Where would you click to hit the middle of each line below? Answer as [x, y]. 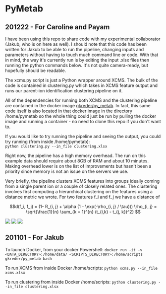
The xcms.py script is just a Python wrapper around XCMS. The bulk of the [82, 80]
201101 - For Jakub [35, 238]
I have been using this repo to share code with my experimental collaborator [83, 39]
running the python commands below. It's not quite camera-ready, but [77, 65]
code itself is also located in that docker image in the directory [69, 111]
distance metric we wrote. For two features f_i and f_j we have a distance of [83, 197]
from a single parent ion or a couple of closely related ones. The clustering [81, 186]
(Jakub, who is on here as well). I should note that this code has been [76, 44]
